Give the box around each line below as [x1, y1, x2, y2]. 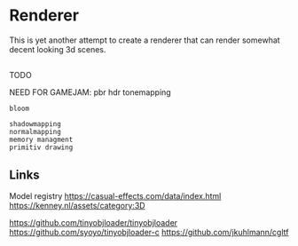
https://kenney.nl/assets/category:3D [9, 201, 145, 211]
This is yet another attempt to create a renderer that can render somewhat [9, 35, 281, 45]
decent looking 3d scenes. [9, 44, 106, 54]
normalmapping [9, 128, 62, 137]
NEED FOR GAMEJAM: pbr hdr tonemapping [9, 87, 171, 98]
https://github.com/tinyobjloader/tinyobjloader [9, 218, 178, 228]
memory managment [9, 135, 74, 145]
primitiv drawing [9, 143, 74, 152]
